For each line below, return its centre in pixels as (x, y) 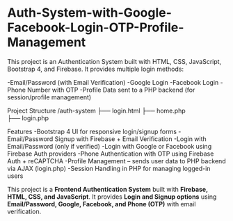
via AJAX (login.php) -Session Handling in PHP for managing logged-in (109, 168)
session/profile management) (49, 97)
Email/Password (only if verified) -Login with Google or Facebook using (110, 146)
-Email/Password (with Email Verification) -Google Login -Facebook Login (113, 82)
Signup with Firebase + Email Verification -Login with (130, 139)
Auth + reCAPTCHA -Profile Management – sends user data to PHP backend (116, 161)
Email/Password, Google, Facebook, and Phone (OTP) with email (102, 204)
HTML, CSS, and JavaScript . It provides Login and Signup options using (112, 197)
